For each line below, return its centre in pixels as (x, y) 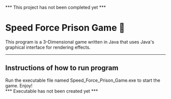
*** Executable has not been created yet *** (52, 91)
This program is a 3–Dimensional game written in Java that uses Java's (80, 42)
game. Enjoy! (19, 85)
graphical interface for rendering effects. (48, 47)
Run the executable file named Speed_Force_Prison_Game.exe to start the (83, 80)
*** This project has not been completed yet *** (56, 7)
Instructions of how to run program (62, 68)
